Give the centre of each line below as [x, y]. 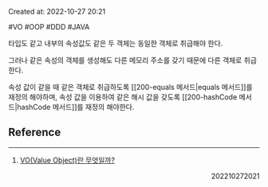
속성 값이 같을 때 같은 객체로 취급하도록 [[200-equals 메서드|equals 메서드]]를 [130, 87]
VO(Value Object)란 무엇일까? [67, 160]
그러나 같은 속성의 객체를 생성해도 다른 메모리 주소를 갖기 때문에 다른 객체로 [125, 60]
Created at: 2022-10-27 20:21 [57, 12]
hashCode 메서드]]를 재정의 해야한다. [76, 107]
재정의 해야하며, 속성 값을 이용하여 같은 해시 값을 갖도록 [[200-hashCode [123, 97]
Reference [35, 132]
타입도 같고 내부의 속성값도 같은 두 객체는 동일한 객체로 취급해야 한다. [116, 43]
